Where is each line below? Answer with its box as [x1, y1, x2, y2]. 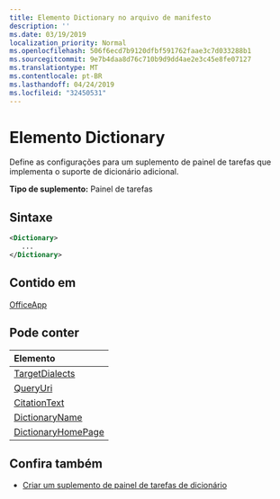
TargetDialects [14, 367, 76, 379]
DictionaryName [14, 411, 83, 423]
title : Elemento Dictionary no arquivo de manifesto [9, 13, 212, 22]
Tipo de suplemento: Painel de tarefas [9, 183, 153, 194]
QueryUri [14, 381, 53, 394]
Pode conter [9, 325, 79, 341]
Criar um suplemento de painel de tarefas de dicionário [22, 480, 228, 491]
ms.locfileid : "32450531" [9, 88, 106, 97]
